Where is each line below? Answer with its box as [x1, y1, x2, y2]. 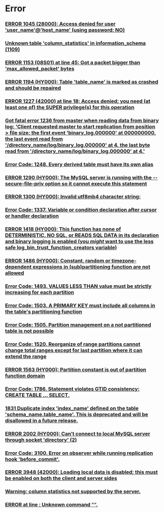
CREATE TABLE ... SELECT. [5, 391, 70, 398]
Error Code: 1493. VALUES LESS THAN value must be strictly [5, 283, 152, 290]
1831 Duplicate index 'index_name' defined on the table [5, 404, 139, 411]
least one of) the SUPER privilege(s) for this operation [5, 104, 135, 110]
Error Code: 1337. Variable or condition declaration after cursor [5, 207, 157, 214]
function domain [5, 372, 45, 379]
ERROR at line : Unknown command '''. [5, 501, 98, 508]
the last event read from [5, 135, 63, 142]
